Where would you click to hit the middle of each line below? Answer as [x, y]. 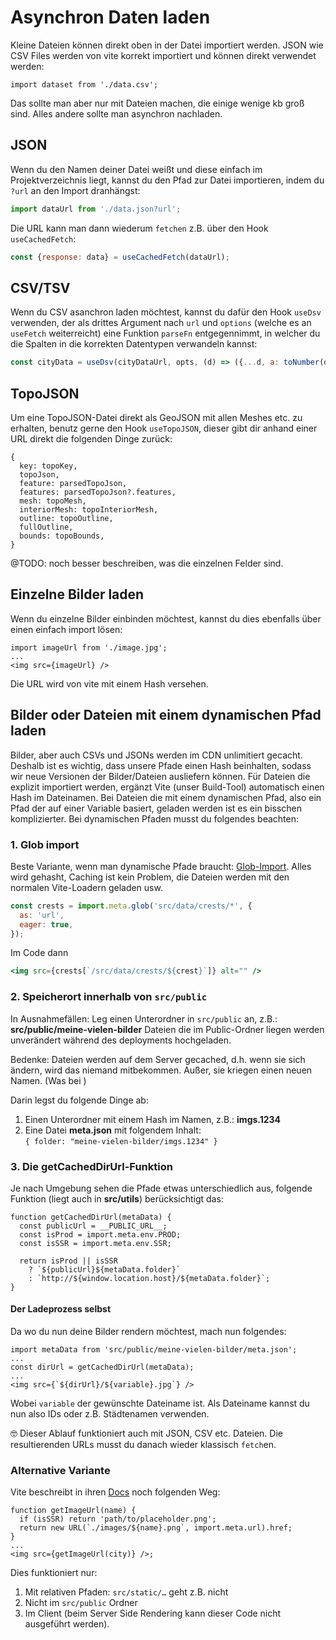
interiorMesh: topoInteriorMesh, [89, 510]
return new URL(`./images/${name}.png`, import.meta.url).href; [156, 1528]
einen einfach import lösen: [66, 629]
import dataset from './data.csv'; [84, 84]
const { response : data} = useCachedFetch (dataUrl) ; [120, 257]
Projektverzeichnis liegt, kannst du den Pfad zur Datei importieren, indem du [167, 180]
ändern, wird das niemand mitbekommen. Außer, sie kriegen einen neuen [161, 1070]
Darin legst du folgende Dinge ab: [79, 1100]
